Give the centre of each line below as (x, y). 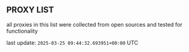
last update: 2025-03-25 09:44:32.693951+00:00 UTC (72, 42)
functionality (22, 31)
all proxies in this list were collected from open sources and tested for (94, 24)
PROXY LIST (30, 10)
